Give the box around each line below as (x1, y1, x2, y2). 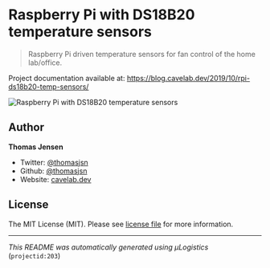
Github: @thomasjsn (19, 166, 88, 176)
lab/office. (27, 58, 63, 67)
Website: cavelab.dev (19, 174, 92, 184)
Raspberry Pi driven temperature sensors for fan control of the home (27, 49, 256, 59)
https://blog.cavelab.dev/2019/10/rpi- (126, 73, 251, 83)
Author (8, 120, 44, 134)
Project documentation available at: (8, 73, 125, 83)
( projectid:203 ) (8, 250, 61, 260)
